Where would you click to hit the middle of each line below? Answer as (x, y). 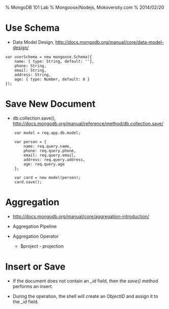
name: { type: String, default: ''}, (54, 61)
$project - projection (42, 246)
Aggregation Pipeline (35, 226)
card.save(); (28, 182)
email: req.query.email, (50, 155)
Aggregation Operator (36, 236)
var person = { (31, 142)
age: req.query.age (44, 164)
